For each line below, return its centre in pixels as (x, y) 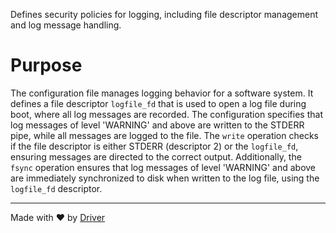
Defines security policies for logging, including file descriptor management (164, 14)
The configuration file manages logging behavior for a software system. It (162, 93)
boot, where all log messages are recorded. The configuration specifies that (166, 114)
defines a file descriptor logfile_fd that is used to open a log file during (158, 103)
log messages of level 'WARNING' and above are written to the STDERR (157, 125)
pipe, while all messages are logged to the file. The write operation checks (164, 135)
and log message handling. (66, 25)
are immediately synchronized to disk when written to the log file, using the (165, 178)
